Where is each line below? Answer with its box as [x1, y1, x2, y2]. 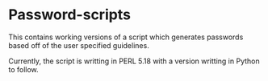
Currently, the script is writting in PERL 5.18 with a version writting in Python [8, 56, 260, 66]
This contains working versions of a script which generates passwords [8, 32, 244, 42]
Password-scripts [8, 6, 132, 24]
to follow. [8, 64, 39, 74]
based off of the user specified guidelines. [8, 40, 149, 50]
